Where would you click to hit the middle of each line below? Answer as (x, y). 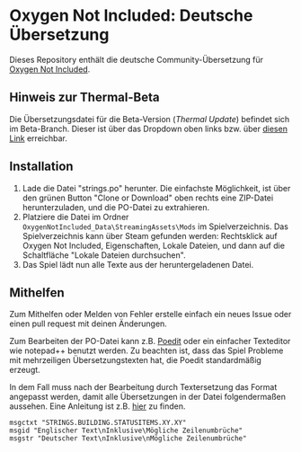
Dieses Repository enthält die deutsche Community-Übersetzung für (136, 59)
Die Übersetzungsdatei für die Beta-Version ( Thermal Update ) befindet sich (150, 119)
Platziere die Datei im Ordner (75, 217)
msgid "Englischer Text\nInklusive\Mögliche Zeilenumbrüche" (126, 431)
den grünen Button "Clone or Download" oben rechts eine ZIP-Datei (148, 198)
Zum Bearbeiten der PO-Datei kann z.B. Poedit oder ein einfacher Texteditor (150, 341)
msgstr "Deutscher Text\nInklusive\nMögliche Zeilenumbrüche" (128, 439)
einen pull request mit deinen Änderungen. (89, 323)
